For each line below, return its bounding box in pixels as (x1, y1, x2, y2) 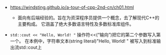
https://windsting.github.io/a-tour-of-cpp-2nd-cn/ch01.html (10, 5, 134, 10)
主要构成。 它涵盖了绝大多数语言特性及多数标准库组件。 (17, 21, 134, 27)
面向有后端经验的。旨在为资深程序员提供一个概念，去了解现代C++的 (17, 15, 160, 21)
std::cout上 (19, 44, 42, 50)
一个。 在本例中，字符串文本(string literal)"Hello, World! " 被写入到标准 (10, 38, 157, 44)
